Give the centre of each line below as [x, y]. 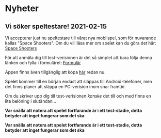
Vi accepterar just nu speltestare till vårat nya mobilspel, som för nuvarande [80, 38]
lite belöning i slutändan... [31, 101]
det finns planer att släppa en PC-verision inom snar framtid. [65, 87]
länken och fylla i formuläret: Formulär [43, 63]
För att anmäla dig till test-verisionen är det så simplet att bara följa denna [79, 58]
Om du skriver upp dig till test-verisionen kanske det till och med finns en [78, 96]
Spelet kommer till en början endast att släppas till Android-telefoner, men [79, 81]
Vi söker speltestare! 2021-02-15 [56, 26]
